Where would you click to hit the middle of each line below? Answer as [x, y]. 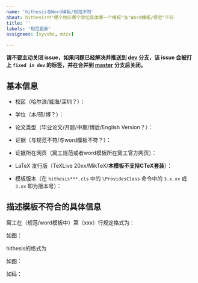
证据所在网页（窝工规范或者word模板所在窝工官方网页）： [86, 153]
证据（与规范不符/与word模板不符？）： [63, 140]
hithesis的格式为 [26, 248]
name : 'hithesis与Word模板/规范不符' [50, 12]
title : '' [19, 23]
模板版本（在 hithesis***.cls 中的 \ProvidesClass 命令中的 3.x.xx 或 [101, 178]
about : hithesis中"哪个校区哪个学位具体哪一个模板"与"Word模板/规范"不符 [90, 17]
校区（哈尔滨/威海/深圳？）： [50, 101]
